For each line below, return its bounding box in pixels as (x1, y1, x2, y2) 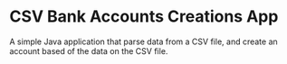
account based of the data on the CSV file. (9, 45, 168, 56)
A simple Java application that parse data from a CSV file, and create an (9, 36, 278, 47)
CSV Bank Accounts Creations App (9, 6, 279, 27)
